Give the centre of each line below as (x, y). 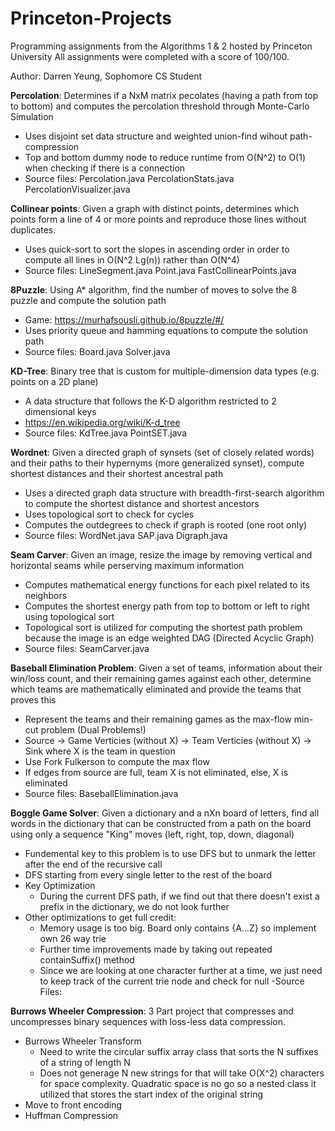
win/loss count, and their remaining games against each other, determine (161, 678)
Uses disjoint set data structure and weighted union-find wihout (156, 136)
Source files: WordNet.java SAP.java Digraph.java (126, 535)
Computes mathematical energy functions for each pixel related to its (167, 584)
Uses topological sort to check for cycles (109, 514)
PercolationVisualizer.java (77, 189)
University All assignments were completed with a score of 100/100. (150, 56)
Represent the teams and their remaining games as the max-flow (158, 719)
